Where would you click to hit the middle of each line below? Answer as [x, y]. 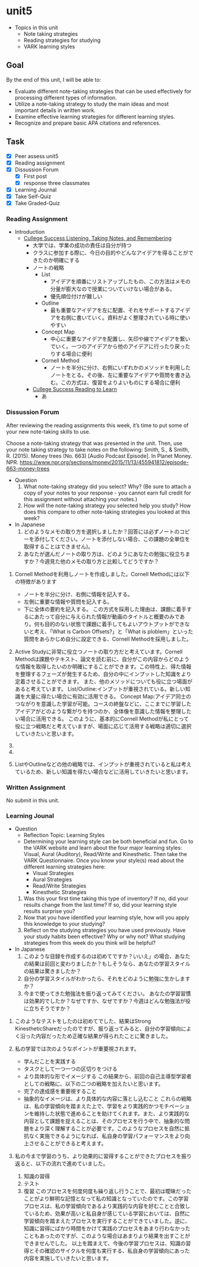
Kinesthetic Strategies [59, 892]
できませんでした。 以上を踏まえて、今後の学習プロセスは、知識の [105, 1243]
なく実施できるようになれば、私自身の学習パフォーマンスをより [107, 1136]
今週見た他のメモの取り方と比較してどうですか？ [99, 561]
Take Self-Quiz [33, 196]
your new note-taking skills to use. [48, 431]
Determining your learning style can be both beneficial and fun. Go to [108, 842]
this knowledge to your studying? [64, 924]
